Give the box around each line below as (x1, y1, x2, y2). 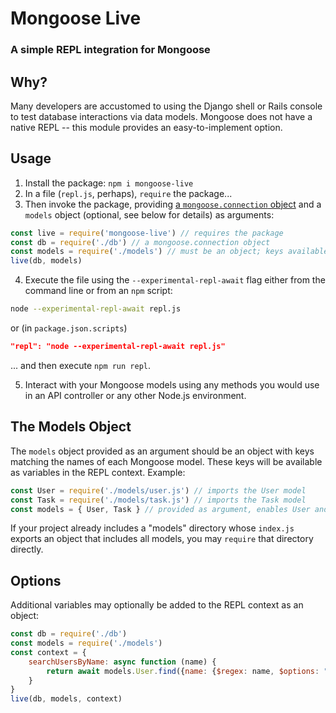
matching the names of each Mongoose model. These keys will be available (10, 455, 323, 467)
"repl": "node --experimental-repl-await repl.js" (10, 342, 226, 352)
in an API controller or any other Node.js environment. (24, 389, 247, 401)
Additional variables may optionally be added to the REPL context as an (10, 599, 304, 611)
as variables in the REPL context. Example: (10, 466, 186, 478)
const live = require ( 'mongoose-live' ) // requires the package (10, 228, 284, 238)
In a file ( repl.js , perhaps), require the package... (24, 187, 233, 199)
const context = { (10, 647, 87, 657)
